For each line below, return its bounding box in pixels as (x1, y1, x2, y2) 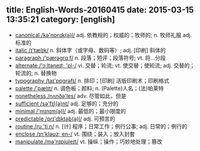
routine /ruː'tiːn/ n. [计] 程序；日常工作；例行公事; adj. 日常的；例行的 (15, 122, 187, 130)
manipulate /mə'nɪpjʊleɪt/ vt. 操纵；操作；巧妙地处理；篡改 (15, 138, 163, 145)
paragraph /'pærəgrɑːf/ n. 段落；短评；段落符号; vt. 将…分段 (15, 54, 166, 61)
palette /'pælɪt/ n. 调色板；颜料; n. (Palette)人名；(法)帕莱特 (15, 85, 164, 92)
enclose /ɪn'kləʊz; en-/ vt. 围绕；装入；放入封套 (15, 130, 136, 138)
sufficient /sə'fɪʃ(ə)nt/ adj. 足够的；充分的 (15, 100, 119, 107)
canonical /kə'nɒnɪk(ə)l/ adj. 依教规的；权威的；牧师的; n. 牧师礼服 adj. (15, 31, 193, 38)
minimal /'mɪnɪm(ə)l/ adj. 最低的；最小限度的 (15, 107, 126, 114)
